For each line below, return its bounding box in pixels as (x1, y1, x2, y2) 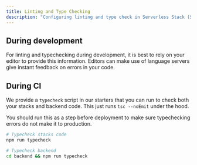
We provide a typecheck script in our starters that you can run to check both (6, 96, 189, 103)
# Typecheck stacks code (6, 132, 67, 138)
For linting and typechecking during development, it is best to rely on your (6, 51, 185, 59)
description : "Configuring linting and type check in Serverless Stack (6, 14, 185, 20)
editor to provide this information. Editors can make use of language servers (6, 58, 190, 65)
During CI (6, 80, 42, 91)
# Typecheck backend (6, 147, 57, 153)
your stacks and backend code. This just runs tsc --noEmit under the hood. (6, 103, 189, 110)
